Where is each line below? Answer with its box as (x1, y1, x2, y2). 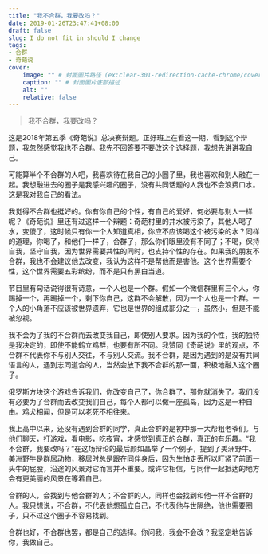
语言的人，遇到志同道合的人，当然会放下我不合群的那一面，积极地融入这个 (8, 360, 253, 370)
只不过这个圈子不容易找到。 (22, 511, 113, 521)
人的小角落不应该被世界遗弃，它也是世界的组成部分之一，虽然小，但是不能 (14, 304, 260, 313)
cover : (8, 64, 30, 72)
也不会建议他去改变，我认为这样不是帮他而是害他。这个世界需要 (35, 257, 246, 266)
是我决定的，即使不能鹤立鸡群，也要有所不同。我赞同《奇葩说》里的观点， (8, 340, 253, 350)
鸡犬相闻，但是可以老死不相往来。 (22, 407, 134, 417)
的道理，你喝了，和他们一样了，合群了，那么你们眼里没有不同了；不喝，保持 (8, 237, 260, 246)
